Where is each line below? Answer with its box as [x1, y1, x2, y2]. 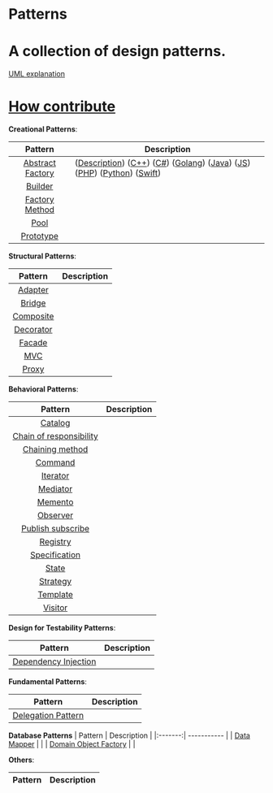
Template [37, 589, 73, 600]
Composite [12, 310, 54, 322]
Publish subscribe [21, 523, 90, 535]
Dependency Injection [12, 656, 97, 667]
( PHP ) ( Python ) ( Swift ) [74, 167, 161, 179]
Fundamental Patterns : [8, 677, 88, 687]
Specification [29, 549, 81, 561]
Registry [39, 536, 71, 548]
